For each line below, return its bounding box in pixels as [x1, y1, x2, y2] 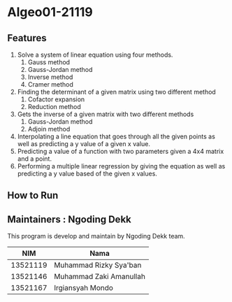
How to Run [7, 189, 59, 201]
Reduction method [27, 103, 82, 110]
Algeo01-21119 [7, 4, 93, 20]
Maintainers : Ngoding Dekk [7, 213, 131, 225]
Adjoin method [27, 125, 71, 133]
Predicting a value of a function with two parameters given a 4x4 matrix [17, 148, 224, 155]
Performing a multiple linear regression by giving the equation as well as [17, 162, 226, 170]
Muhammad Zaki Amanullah [54, 272, 145, 282]
